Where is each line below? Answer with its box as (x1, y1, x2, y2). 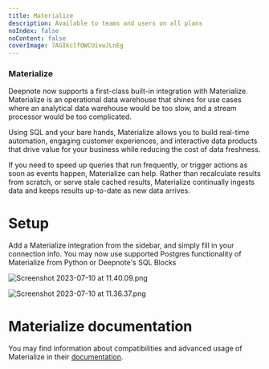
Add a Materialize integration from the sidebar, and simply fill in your (8, 240, 234, 250)
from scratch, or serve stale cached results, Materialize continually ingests (8, 178, 255, 187)
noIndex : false (8, 27, 59, 35)
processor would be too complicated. (8, 112, 132, 121)
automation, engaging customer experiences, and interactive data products (8, 136, 258, 146)
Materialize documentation (8, 317, 193, 335)
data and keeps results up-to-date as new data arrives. (8, 186, 190, 195)
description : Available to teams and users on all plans (8, 19, 203, 27)
